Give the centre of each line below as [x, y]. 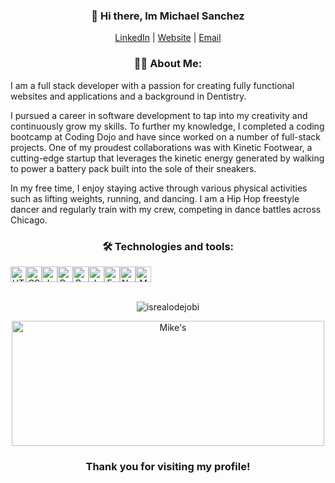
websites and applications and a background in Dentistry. [128, 96]
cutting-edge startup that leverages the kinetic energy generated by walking [167, 158]
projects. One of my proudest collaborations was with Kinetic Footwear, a [161, 147]
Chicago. [29, 220]
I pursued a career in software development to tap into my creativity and [159, 115]
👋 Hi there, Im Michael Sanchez [168, 16]
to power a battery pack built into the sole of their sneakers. [133, 168]
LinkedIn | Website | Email [168, 38]
